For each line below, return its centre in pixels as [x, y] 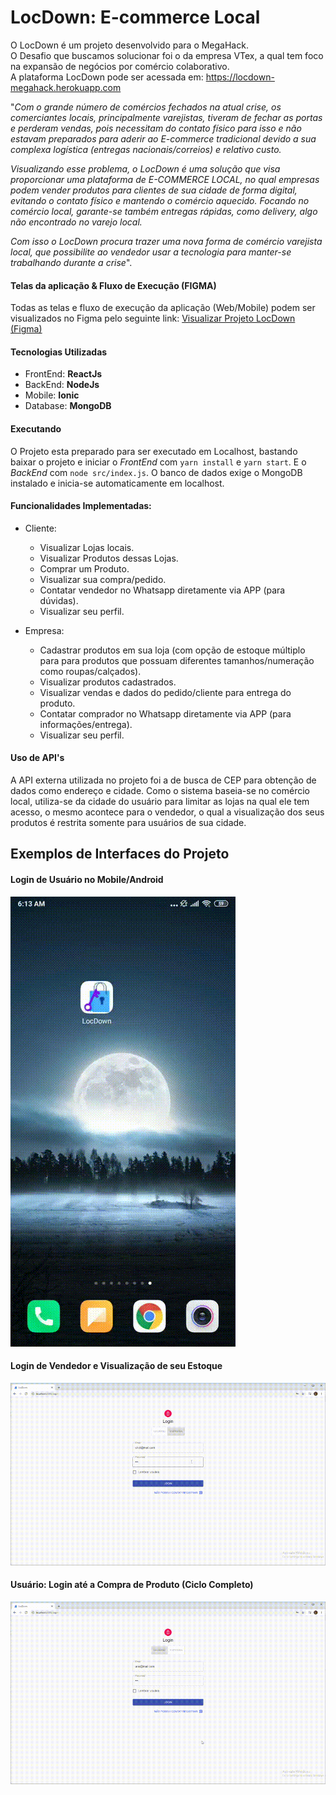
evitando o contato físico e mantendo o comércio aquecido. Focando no [160, 200]
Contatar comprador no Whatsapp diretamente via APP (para [165, 713]
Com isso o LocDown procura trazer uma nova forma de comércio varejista [166, 241]
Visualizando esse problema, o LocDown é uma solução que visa [145, 168]
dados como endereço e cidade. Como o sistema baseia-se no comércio [160, 790]
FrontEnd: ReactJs [63, 374]
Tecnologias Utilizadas [59, 352]
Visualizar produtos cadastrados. [108, 682]
